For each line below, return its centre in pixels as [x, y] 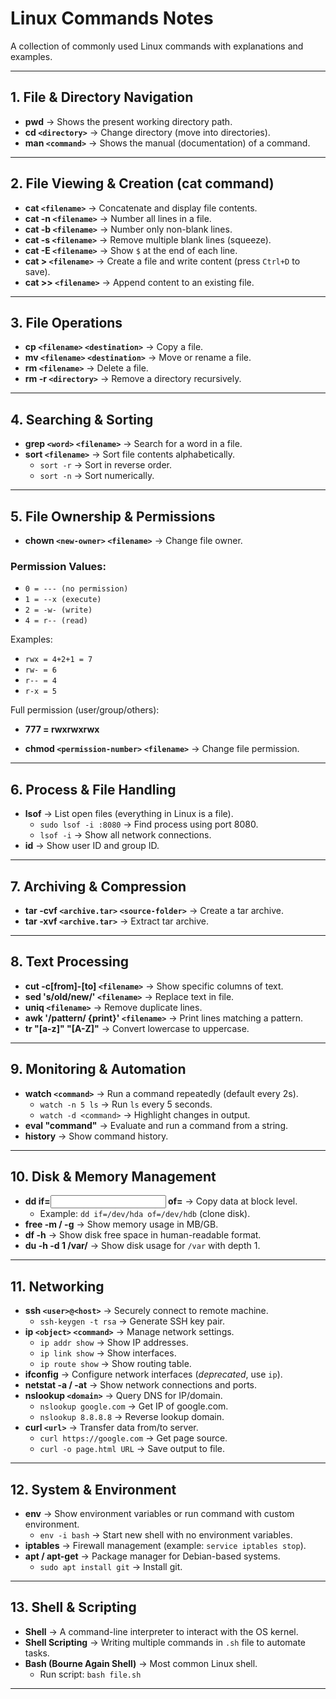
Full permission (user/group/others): [85, 710]
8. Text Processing [70, 962]
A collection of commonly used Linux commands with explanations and [157, 46]
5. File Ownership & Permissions [113, 516]
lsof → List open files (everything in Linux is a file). [129, 814]
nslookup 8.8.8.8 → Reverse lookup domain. [132, 1417]
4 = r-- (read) [56, 621]
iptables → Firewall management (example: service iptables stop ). [165, 1545]
